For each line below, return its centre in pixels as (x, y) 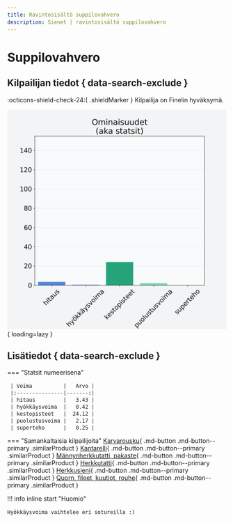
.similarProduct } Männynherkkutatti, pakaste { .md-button (90, 455)
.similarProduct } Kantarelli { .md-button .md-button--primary (118, 448)
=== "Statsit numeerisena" (46, 373)
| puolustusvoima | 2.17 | (53, 421)
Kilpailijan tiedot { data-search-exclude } (98, 83)
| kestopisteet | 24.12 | (53, 414)
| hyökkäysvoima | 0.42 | (53, 407)
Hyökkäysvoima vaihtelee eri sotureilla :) (71, 513)
